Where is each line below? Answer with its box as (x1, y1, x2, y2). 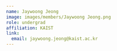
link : (6, 30, 19, 36)
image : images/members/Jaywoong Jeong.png (6, 14, 111, 20)
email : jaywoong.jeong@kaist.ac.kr (11, 36, 98, 42)
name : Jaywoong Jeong (6, 8, 59, 15)
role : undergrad (6, 19, 46, 25)
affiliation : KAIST (6, 25, 54, 31)
